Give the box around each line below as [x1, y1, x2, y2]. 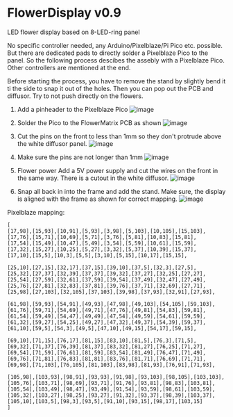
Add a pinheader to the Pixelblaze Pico [17, 105, 128, 113]
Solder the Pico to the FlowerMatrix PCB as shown [17, 118, 162, 126]
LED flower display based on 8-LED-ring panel [7, 28, 140, 36]
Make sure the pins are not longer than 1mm [17, 153, 144, 161]
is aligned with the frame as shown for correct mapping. [17, 195, 178, 203]
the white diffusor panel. [17, 139, 87, 147]
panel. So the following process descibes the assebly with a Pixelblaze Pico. [7, 56, 225, 64]
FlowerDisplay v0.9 [7, 5, 121, 21]
